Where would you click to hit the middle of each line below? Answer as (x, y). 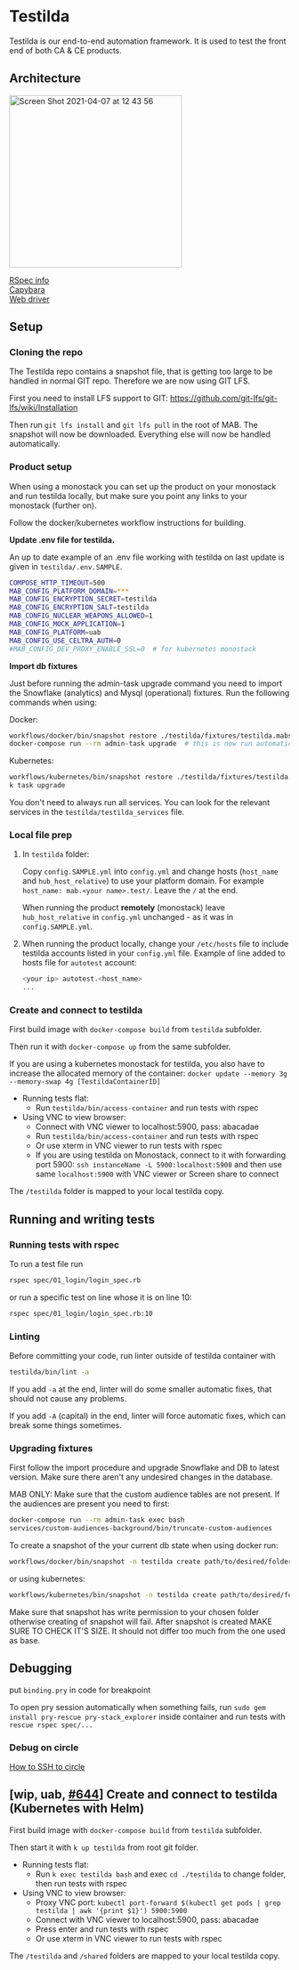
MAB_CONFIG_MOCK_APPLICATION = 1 (67, 625)
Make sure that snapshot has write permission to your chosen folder (134, 1611)
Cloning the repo (46, 352)
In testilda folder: (56, 854)
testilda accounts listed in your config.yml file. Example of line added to (154, 953)
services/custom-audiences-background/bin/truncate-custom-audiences (141, 1529)
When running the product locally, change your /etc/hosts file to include (155, 944)
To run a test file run (46, 1264)
